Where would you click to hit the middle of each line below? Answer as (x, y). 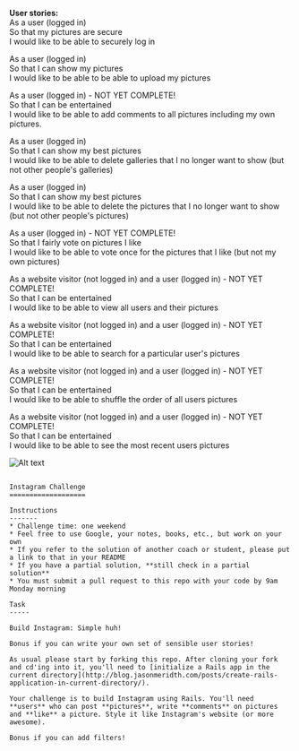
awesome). (28, 722)
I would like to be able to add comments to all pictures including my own (142, 114)
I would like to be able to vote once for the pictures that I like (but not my (143, 252)
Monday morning (38, 589)
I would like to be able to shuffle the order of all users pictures (124, 399)
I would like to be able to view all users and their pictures (114, 307)
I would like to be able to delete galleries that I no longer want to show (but (147, 160)
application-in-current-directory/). (80, 683)
